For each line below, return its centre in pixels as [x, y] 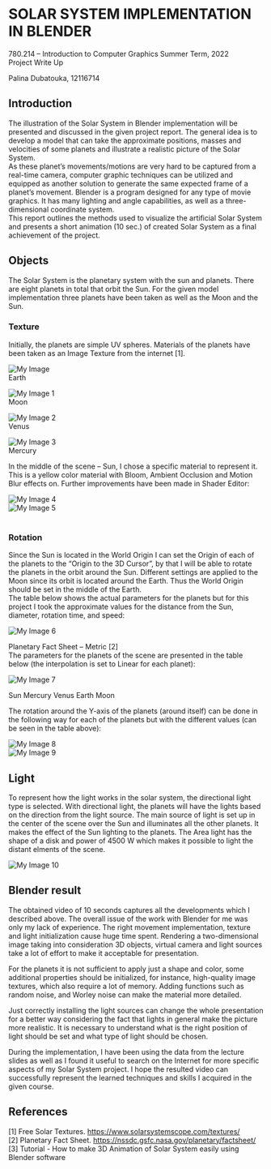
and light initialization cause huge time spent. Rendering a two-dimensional [133, 936]
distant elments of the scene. [57, 849]
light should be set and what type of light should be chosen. [108, 1036]
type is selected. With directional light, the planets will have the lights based [135, 806]
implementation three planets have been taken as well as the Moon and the [133, 298]
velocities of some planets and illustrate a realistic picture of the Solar [125, 149]
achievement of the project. [55, 235]
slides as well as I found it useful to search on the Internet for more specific [134, 1060]
